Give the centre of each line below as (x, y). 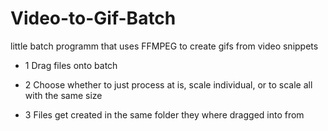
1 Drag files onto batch (71, 65)
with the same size (63, 95)
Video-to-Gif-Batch (93, 18)
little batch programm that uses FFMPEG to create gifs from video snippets (164, 46)
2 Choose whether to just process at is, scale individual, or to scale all (168, 84)
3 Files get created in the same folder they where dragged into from (164, 114)
